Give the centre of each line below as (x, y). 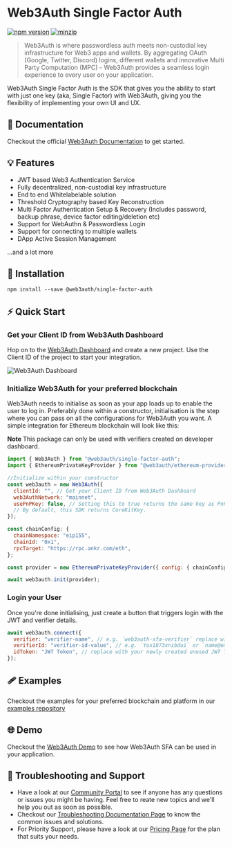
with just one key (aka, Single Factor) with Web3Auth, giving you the (104, 95)
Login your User (35, 598)
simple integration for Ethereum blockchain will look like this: (93, 426)
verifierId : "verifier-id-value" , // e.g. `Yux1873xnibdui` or (106, 646)
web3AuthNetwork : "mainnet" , (55, 497)
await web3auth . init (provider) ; (54, 580)
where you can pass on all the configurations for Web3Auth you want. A (109, 418)
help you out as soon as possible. (65, 807)
